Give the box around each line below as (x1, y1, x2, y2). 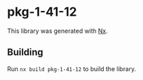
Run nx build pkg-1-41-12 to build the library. (7, 64, 136, 72)
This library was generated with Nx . (7, 27, 108, 35)
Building (7, 46, 43, 58)
